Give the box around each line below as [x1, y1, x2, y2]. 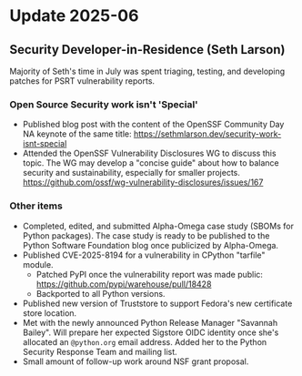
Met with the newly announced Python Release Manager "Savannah [22, 317, 278, 328]
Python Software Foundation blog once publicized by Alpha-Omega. [22, 239, 279, 250]
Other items [9, 199, 64, 212]
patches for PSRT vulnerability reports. [9, 76, 156, 86]
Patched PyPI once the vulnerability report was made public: [35, 269, 264, 279]
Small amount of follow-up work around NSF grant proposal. [22, 356, 249, 367]
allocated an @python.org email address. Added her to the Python [22, 336, 267, 347]
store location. [22, 307, 77, 319]
